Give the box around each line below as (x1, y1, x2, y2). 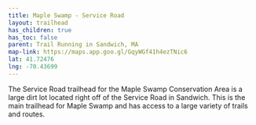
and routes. (8, 109, 46, 119)
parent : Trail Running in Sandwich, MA (8, 41, 139, 49)
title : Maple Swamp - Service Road (8, 11, 125, 20)
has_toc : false (8, 33, 58, 42)
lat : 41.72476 (8, 56, 55, 64)
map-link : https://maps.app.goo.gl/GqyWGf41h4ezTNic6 (8, 48, 188, 56)
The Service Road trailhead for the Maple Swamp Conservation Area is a (8, 84, 243, 94)
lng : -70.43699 (8, 63, 58, 71)
